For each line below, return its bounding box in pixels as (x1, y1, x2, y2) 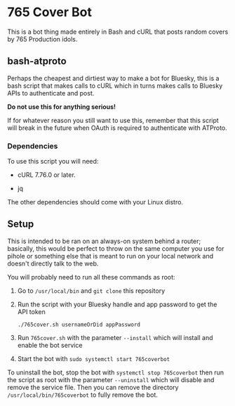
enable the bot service (17, 341, 83, 349)
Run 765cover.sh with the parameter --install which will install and (17, 333, 213, 341)
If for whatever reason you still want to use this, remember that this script (7, 116, 219, 124)
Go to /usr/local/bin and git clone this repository (17, 286, 166, 295)
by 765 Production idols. (7, 34, 78, 43)
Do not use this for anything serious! (7, 103, 116, 111)
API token (17, 307, 46, 316)
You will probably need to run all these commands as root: (7, 273, 175, 281)
